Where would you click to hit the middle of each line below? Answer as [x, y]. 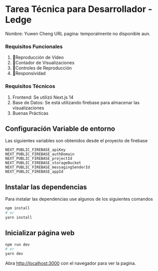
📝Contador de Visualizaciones [43, 63]
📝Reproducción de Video [38, 57]
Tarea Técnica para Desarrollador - [79, 9]
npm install [17, 208]
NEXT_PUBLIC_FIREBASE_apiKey [35, 150]
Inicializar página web [40, 233]
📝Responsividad [29, 73]
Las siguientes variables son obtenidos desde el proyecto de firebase [77, 141]
